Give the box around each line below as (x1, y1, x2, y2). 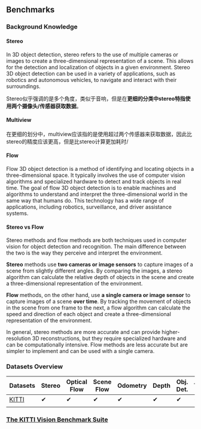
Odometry (117, 382, 147, 390)
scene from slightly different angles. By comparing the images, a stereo (6, 267, 182, 274)
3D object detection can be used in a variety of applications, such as (6, 70, 175, 77)
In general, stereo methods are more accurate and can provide (6, 329, 160, 336)
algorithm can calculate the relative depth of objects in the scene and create (6, 274, 194, 281)
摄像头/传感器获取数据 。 (22, 102, 82, 109)
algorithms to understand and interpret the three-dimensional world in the (6, 191, 188, 198)
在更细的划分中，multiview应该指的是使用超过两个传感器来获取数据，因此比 (6, 130, 193, 137)
